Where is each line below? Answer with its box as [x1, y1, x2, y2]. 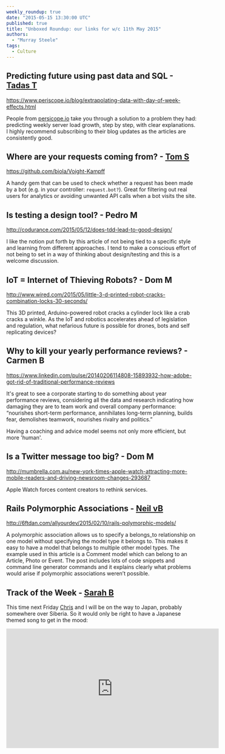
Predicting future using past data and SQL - [6, 71, 174, 81]
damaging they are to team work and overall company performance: [6, 402, 177, 410]
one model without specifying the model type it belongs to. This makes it [6, 538, 188, 545]
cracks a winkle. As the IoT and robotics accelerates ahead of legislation [6, 316, 187, 322]
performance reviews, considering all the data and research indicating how [6, 396, 194, 404]
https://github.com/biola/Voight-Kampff [6, 168, 105, 175]
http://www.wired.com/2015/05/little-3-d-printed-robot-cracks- [6, 291, 166, 298]
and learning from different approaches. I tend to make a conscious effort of [6, 244, 196, 252]
